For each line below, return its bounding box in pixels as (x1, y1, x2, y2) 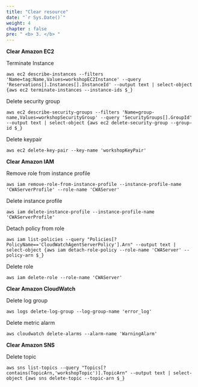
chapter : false (6, 25, 47, 32)
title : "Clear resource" (6, 8, 69, 15)
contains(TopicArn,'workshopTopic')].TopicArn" (6, 370, 128, 376)
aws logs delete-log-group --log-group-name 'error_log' (6, 309, 152, 315)
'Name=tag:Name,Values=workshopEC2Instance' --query (6, 77, 141, 83)
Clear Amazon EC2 (6, 48, 55, 55)
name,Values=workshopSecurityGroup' (6, 115, 98, 121)
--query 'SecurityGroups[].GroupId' (100, 115, 193, 121)
